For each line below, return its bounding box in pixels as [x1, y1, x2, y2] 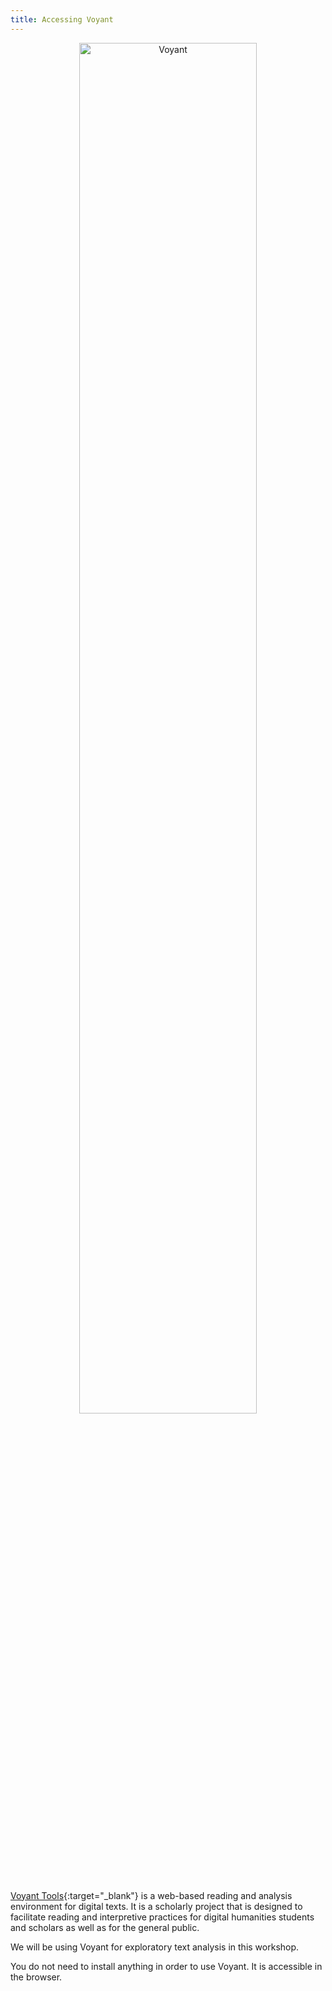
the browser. [10, 1971, 63, 1983]
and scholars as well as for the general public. [10, 1921, 200, 1933]
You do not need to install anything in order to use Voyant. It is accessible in [10, 1960, 323, 1972]
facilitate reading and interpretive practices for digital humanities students [10, 1911, 315, 1923]
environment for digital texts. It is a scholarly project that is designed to [10, 1900, 303, 1912]
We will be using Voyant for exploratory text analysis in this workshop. [10, 1941, 300, 1953]
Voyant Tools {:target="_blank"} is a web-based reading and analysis [10, 1889, 293, 1901]
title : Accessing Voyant [10, 14, 114, 25]
